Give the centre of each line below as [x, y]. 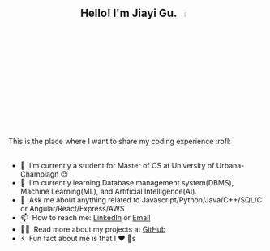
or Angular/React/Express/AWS [72, 209]
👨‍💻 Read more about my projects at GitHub [93, 229]
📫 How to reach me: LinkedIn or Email [85, 218]
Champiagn [39, 174]
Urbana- [230, 166]
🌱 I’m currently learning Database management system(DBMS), [127, 183]
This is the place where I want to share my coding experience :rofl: [120, 142]
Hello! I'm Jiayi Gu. [128, 13]
